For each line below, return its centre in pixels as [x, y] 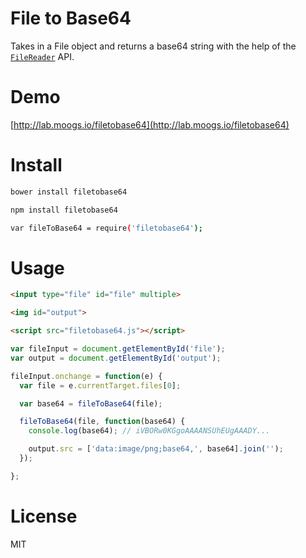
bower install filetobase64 [69, 192]
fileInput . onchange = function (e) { [86, 376]
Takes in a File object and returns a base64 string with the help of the [153, 46]
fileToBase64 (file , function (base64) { [102, 422]
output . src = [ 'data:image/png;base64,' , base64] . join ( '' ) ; [156, 449]
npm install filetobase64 [64, 210]
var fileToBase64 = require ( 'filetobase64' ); [106, 228]
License [44, 516]
